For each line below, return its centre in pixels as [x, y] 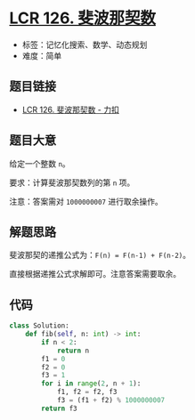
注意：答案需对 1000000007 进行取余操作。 [86, 201]
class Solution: [39, 326]
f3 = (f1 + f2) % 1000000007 [111, 400]
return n [73, 351]
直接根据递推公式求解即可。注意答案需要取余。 [95, 274]
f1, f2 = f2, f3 [87, 392]
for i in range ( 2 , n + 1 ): [91, 384]
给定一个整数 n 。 [40, 163]
